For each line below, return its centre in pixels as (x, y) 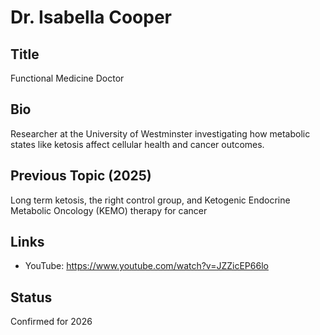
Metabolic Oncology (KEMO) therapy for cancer (109, 210)
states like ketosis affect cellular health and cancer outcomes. (137, 144)
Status (31, 297)
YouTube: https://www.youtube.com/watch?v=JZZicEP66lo (146, 266)
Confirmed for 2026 (51, 322)
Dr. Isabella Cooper (91, 17)
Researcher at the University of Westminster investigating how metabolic (160, 133)
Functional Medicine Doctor (67, 78)
